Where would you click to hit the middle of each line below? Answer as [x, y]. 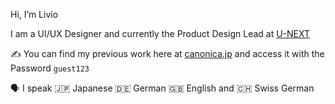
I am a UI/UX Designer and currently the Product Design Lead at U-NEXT [160, 33]
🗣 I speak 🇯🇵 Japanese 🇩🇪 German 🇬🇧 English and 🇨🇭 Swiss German [162, 88]
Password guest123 [50, 68]
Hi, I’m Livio [34, 14]
